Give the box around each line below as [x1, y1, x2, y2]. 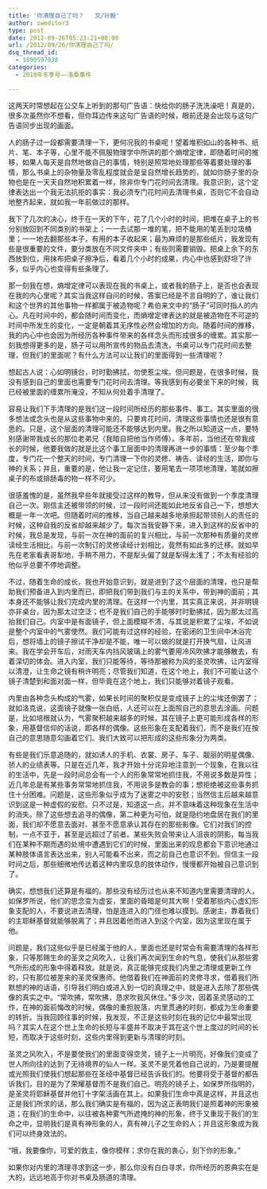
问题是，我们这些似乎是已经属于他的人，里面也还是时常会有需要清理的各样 [8, 942, 252, 952]
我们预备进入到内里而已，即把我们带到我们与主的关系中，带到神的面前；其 [14, 586, 259, 596]
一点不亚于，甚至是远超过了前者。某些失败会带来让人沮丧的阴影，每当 [21, 829, 252, 839]
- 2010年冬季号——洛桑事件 [15, 71, 91, 79]
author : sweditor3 [8, 19, 69, 27]
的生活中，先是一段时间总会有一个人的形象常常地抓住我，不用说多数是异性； [8, 769, 259, 779]
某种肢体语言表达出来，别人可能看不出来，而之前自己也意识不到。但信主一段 [8, 849, 259, 859]
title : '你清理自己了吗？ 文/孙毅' [8, 11, 120, 20]
